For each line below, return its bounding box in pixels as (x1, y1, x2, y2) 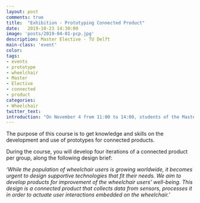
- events (6, 58, 28, 64)
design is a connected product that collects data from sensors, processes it (6, 185, 192, 192)
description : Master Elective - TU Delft (6, 36, 111, 42)
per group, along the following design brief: (6, 154, 112, 161)
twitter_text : (6, 108, 42, 114)
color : (6, 48, 23, 54)
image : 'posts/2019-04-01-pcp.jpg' (6, 31, 95, 37)
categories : (6, 97, 36, 103)
